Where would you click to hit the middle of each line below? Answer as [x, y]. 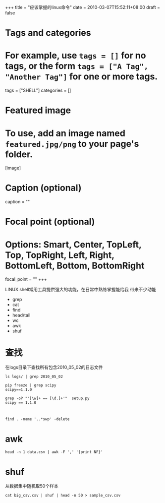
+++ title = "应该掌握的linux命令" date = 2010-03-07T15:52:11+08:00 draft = [82, 7]
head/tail [21, 315]
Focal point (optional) [50, 222]
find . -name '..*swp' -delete [37, 419]
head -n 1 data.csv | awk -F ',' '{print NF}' [54, 452]
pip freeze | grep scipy [31, 385]
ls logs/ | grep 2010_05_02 [34, 377]
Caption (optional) [43, 188]
